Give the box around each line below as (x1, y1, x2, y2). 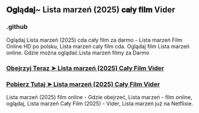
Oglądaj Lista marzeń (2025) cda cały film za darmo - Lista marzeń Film (6, 36, 183, 44)
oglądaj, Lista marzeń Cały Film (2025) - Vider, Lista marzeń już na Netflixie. (6, 100, 193, 107)
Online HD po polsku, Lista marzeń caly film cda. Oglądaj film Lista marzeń (6, 42, 190, 50)
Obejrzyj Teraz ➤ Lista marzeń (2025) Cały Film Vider (6, 64, 164, 72)
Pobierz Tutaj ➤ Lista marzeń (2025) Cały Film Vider (6, 80, 160, 88)
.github (6, 23, 28, 31)
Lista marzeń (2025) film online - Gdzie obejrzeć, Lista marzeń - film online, (6, 93, 192, 100)
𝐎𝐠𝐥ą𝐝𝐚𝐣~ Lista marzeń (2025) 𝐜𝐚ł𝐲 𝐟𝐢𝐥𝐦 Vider (6, 5, 175, 15)
